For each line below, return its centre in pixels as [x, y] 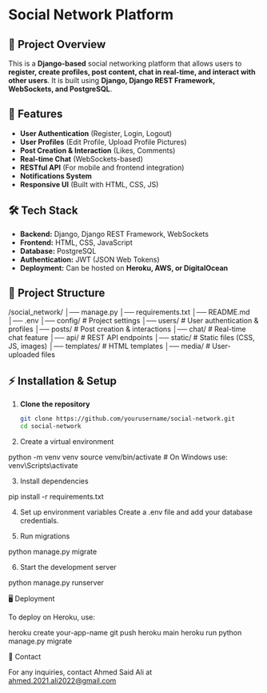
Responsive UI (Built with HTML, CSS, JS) [89, 184]
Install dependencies [54, 481]
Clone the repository [55, 404]
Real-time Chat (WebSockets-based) [82, 158]
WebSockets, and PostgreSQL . [60, 89]
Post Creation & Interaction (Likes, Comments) [98, 150]
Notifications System [56, 176]
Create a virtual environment [67, 441]
